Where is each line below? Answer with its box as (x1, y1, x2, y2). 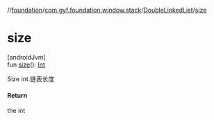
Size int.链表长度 (7, 74, 55, 83)
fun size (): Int (7, 60, 45, 69)
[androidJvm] (7, 53, 47, 61)
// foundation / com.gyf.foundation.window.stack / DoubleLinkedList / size (7, 6, 207, 14)
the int (7, 107, 26, 115)
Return (7, 91, 28, 99)
